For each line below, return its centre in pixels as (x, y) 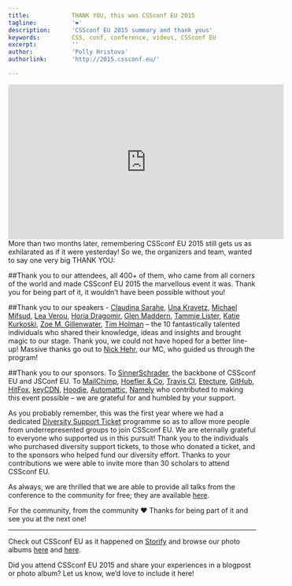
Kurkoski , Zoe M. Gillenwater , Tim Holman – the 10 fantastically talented (124, 324)
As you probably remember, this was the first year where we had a (116, 413)
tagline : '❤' (45, 23)
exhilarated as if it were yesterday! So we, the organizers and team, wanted (130, 252)
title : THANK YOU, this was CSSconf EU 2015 (102, 15)
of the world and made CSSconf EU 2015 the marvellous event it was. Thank (132, 283)
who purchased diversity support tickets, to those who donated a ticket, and (132, 446)
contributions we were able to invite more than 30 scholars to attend (119, 463)
